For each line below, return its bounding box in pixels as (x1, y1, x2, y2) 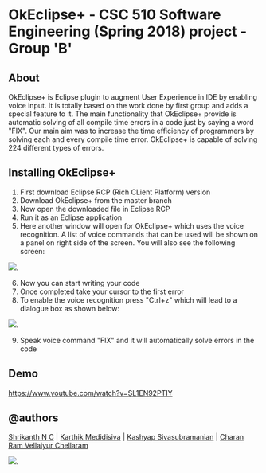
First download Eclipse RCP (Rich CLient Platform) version (19, 187, 211, 197)
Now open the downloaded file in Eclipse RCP (19, 204, 170, 213)
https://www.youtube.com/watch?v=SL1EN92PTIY (8, 388, 173, 397)
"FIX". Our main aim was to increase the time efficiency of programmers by (8, 126, 255, 135)
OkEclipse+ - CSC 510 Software (8, 6, 221, 24)
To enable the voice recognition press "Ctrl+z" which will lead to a (19, 295, 237, 304)
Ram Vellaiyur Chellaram (8, 440, 89, 451)
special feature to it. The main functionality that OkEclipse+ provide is (8, 109, 237, 119)
